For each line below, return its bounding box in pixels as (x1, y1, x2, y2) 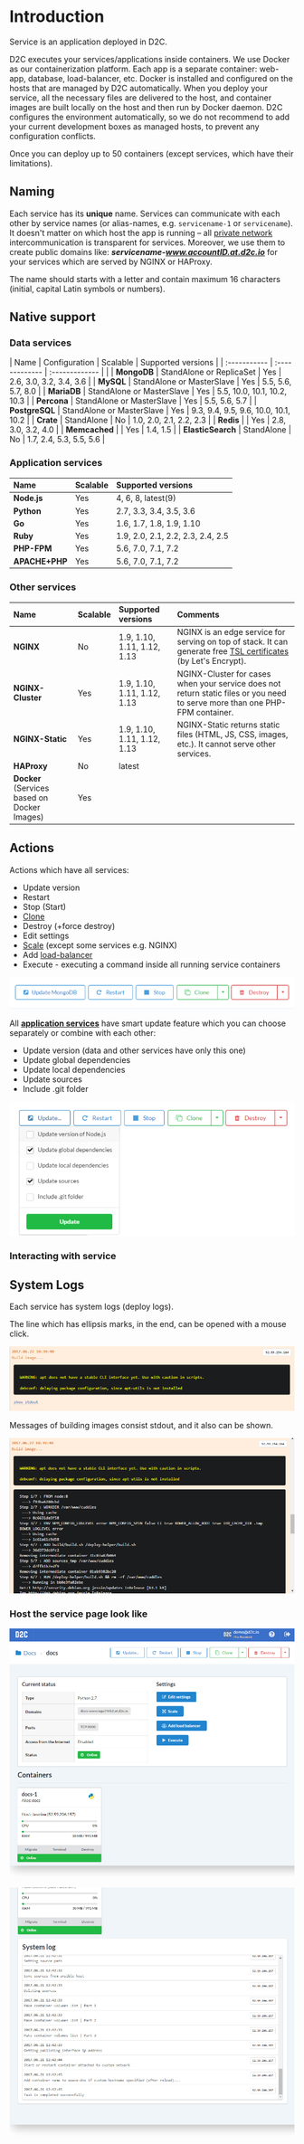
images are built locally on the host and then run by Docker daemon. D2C (9, 101, 283, 112)
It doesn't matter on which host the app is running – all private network (9, 227, 273, 238)
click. (9, 1328, 30, 1340)
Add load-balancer (22, 949, 93, 960)
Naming (9, 184, 55, 200)
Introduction (9, 6, 105, 27)
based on (13, 792, 49, 803)
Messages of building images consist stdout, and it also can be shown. (9, 1419, 273, 1430)
